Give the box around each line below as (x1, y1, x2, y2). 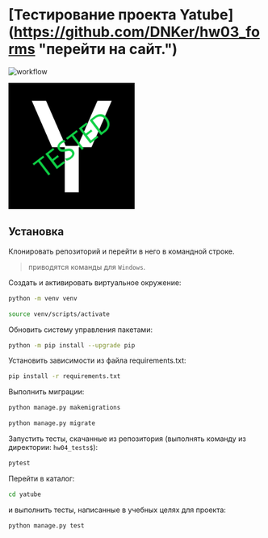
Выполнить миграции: (8, 387, 85, 397)
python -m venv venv (8, 294, 78, 302)
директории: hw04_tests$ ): (8, 443, 98, 452)
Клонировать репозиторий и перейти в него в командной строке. (8, 246, 235, 256)
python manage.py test (8, 521, 85, 530)
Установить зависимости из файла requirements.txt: (8, 355, 186, 365)
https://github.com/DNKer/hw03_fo (13, 23, 261, 41)
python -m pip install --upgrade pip (8, 341, 136, 349)
